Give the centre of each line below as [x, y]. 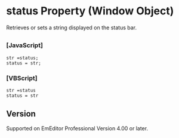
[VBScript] [22, 78]
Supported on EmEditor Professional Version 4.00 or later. [77, 128]
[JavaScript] [25, 45]
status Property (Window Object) [90, 11]
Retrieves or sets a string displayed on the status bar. [72, 27]
